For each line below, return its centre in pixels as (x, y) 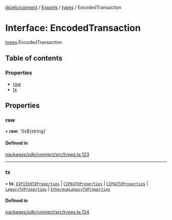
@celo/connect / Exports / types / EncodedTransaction (63, 7)
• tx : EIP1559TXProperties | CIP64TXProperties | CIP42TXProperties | (77, 183)
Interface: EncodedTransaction (73, 28)
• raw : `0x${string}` (26, 131)
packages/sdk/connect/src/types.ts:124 (47, 212)
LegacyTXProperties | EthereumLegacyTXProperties (58, 189)
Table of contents (34, 58)
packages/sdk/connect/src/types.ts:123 (47, 154)
